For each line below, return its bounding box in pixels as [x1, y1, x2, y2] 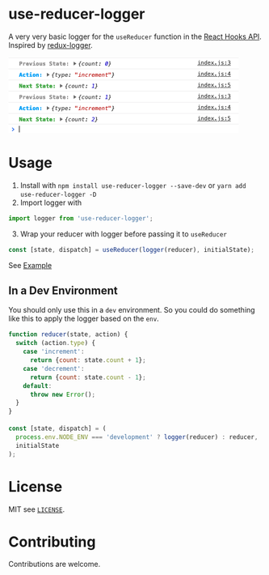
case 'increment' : [23, 347, 85, 356]
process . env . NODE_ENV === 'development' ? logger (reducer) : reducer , [15, 432, 258, 441]
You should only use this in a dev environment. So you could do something [8, 305, 256, 315]
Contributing [8, 532, 96, 551]
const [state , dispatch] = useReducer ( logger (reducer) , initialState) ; [8, 245, 254, 253]
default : [23, 381, 53, 390]
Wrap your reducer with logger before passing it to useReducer [19, 228, 228, 239]
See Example [8, 260, 53, 270]
